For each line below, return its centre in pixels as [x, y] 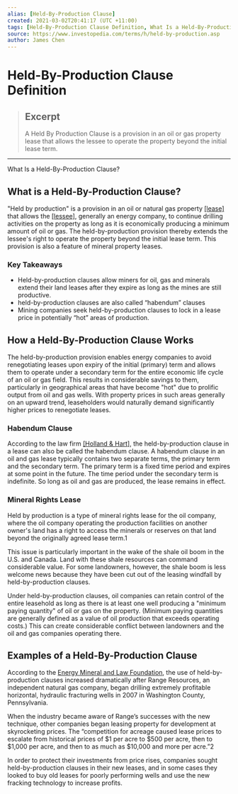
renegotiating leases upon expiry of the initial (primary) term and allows [112, 365]
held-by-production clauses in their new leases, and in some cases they [112, 768]
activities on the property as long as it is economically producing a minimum [119, 224]
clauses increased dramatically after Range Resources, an [125, 680]
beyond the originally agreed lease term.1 [67, 538]
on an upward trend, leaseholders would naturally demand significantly [111, 402]
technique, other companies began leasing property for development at [112, 724]
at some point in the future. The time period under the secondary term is [113, 474]
